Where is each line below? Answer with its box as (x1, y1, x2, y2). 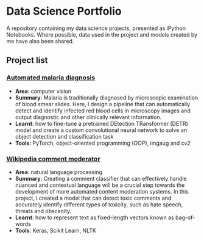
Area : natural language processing (15, 168, 102, 175)
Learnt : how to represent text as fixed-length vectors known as (15, 214, 175, 221)
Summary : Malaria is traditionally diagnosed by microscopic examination (15, 93, 199, 101)
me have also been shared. (6, 37, 74, 45)
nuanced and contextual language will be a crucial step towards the (15, 181, 185, 189)
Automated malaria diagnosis (6, 73, 96, 82)
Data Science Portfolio (6, 4, 122, 18)
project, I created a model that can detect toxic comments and (15, 194, 172, 202)
